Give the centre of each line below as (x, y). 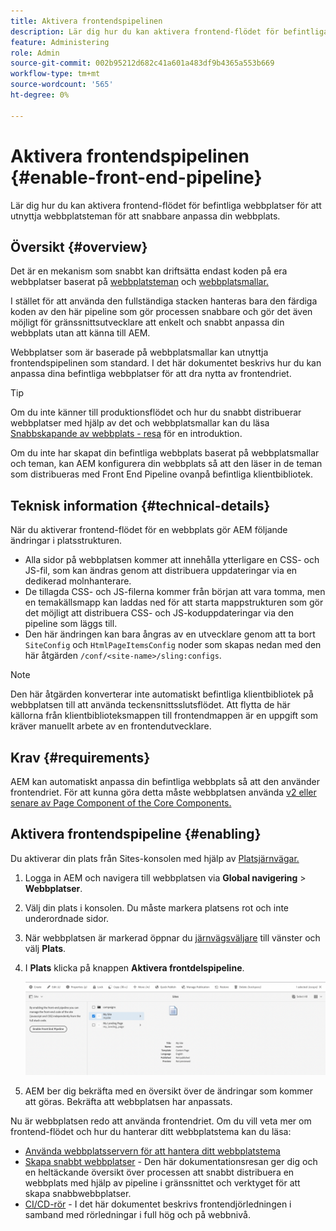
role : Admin (35, 53)
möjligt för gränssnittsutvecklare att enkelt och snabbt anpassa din (147, 322)
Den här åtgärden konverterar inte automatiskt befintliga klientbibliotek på (162, 694)
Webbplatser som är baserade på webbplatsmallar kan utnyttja (139, 352)
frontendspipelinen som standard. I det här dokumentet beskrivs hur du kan (166, 363)
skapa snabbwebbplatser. (78, 1193)
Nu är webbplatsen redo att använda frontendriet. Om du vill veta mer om (161, 1121)
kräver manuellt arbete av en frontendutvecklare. (111, 726)
